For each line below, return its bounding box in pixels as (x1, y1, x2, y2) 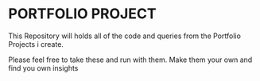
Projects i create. (8, 39, 64, 48)
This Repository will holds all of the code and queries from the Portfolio (8, 31, 241, 40)
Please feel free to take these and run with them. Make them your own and (8, 55, 253, 64)
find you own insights (8, 63, 79, 72)
